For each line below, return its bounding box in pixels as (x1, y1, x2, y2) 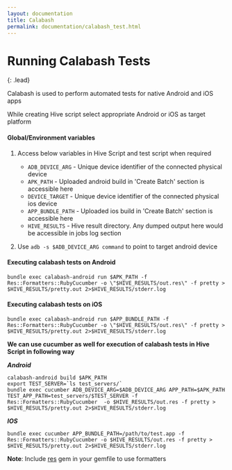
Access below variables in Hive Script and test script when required (17, 149, 212, 157)
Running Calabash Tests (7, 53, 151, 69)
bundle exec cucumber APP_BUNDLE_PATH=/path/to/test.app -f (7, 430, 185, 437)
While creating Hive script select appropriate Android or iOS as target (7, 110, 206, 119)
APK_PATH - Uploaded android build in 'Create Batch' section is (27, 177, 205, 185)
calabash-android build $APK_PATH (7, 374, 108, 381)
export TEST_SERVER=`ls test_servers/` (7, 380, 123, 387)
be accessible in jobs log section (27, 228, 122, 237)
